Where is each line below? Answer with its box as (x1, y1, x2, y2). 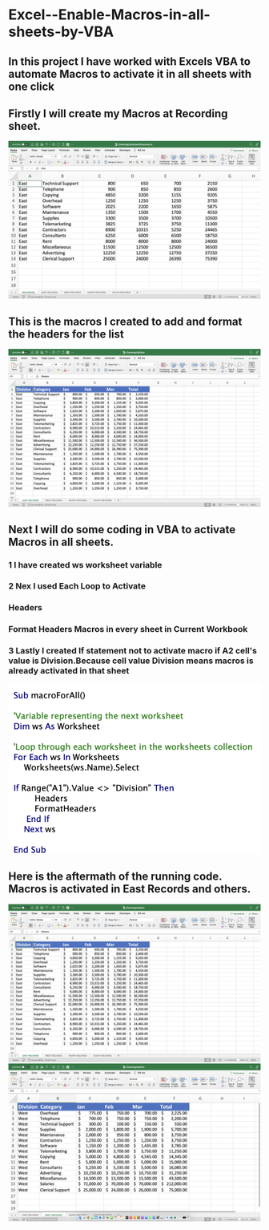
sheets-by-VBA (8, 22, 114, 41)
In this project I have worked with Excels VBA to (8, 55, 251, 68)
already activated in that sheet (8, 666, 130, 677)
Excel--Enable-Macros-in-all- (8, 6, 211, 24)
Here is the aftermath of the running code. (8, 870, 223, 884)
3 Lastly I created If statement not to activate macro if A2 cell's (8, 645, 258, 657)
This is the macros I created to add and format (8, 314, 243, 328)
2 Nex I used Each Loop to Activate (8, 581, 147, 592)
